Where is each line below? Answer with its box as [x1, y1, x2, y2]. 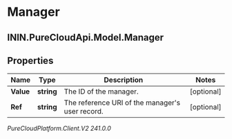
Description [104, 75, 144, 85]
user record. [64, 107, 104, 116]
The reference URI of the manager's [64, 98, 181, 107]
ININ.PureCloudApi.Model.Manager [7, 32, 164, 43]
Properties [7, 54, 54, 66]
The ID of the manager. [64, 87, 139, 96]
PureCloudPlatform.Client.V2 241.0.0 [7, 125, 112, 133]
